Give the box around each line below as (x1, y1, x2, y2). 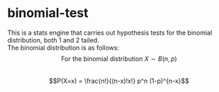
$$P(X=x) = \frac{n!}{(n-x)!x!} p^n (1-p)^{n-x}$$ (49, 76, 189, 85)
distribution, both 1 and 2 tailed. (7, 35, 99, 44)
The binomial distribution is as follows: (7, 43, 119, 52)
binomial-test (7, 5, 89, 21)
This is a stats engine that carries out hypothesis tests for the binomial (7, 28, 213, 37)
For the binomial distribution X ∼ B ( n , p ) (61, 54, 177, 63)
